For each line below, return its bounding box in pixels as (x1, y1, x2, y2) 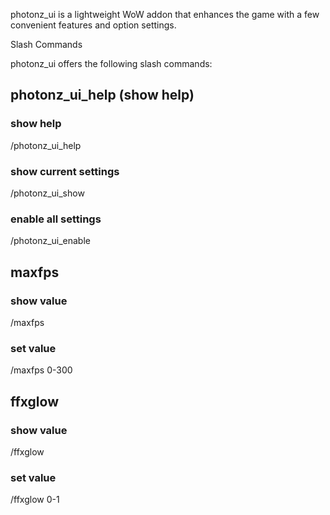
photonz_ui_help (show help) (10, 87, 195, 104)
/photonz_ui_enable (10, 235, 91, 247)
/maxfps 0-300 (10, 364, 73, 376)
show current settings (10, 164, 120, 178)
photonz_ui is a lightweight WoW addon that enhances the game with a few (10, 9, 320, 20)
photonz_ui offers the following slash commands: (10, 58, 213, 69)
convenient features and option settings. (10, 19, 177, 31)
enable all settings (10, 212, 102, 226)
